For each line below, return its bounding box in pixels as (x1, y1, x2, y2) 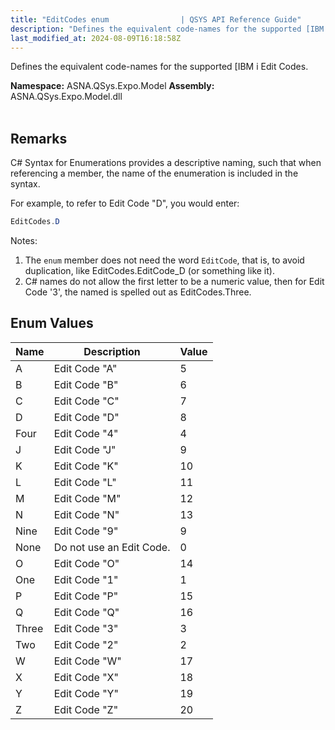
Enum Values (10, 315, 94, 332)
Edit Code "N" (53, 507, 120, 521)
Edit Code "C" (53, 394, 120, 408)
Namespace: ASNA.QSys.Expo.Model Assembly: (10, 80, 215, 92)
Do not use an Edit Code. (53, 540, 171, 554)
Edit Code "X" (53, 670, 119, 684)
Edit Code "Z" (53, 702, 119, 716)
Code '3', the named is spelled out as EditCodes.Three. (24, 286, 252, 298)
